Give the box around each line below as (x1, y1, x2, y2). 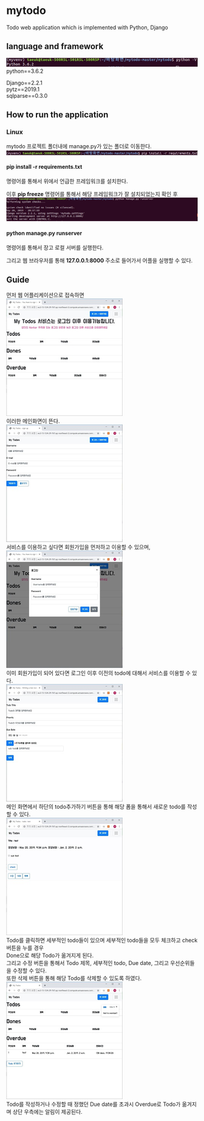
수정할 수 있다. (12, 967, 47, 975)
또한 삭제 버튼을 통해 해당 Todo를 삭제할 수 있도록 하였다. (6, 975, 142, 982)
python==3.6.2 (6, 67, 44, 75)
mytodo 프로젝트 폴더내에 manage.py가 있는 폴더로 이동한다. (6, 142, 152, 149)
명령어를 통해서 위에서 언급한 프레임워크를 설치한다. (6, 177, 128, 185)
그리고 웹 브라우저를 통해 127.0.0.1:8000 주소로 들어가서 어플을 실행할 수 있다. (6, 256, 193, 264)
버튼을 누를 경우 (6, 944, 44, 952)
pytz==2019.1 (6, 86, 40, 93)
